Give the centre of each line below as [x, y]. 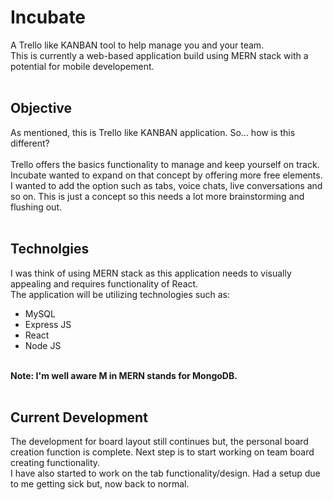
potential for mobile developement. [82, 66]
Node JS [43, 345]
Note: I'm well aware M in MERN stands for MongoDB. [124, 375]
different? [30, 143]
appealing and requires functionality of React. [104, 283]
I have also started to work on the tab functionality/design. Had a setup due [165, 473]
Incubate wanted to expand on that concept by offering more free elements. [166, 175]
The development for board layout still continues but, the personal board [159, 442]
